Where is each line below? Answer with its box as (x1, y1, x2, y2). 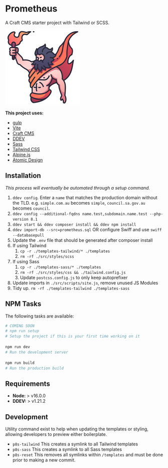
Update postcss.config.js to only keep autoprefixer (20, 274, 128, 280)
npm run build (5, 360, 35, 365)
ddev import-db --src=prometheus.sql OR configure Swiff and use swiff (12, 226, 162, 232)
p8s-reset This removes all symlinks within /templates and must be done (12, 452, 163, 458)
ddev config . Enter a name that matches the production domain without (12, 194, 158, 201)
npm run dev (5, 345, 30, 350)
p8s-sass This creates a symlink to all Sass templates (12, 446, 122, 452)
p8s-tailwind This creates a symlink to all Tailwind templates (12, 441, 138, 447)
